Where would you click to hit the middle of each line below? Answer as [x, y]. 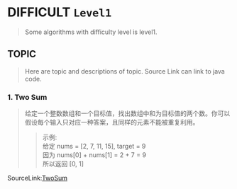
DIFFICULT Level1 [60, 12]
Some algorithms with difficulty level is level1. [91, 32]
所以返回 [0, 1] [63, 164]
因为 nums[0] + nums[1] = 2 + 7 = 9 [94, 155]
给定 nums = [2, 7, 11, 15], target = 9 [94, 147]
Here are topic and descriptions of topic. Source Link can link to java [125, 71]
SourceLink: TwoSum [37, 178]
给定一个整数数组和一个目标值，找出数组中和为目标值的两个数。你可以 [127, 113]
